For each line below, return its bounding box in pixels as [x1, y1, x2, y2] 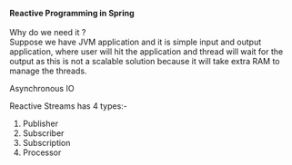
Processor [22, 147, 62, 158]
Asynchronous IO [9, 83, 75, 93]
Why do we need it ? [9, 27, 86, 37]
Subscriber [22, 128, 65, 139]
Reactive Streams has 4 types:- [9, 101, 127, 112]
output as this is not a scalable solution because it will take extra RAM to [9, 56, 280, 66]
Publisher [22, 118, 59, 129]
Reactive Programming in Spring [9, 8, 135, 18]
